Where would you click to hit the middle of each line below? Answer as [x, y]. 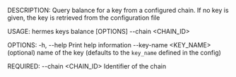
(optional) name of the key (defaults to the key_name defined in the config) [114, 53]
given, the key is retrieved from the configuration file [84, 18]
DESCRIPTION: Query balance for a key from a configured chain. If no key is [118, 10]
